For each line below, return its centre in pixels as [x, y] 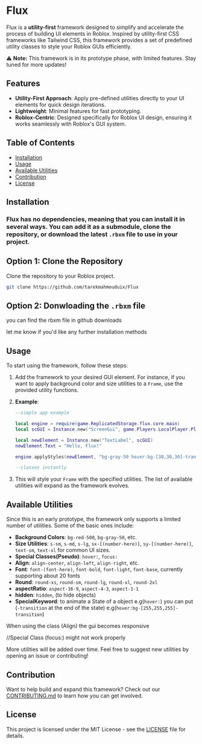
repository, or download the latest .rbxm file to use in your [92, 234]
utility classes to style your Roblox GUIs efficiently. [69, 46]
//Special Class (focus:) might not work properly [66, 638]
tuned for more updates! [36, 65]
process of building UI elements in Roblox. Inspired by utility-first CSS [93, 33]
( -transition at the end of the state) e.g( [65, 608]
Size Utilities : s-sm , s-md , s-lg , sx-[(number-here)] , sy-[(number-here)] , [104, 544]
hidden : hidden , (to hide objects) [55, 595]
